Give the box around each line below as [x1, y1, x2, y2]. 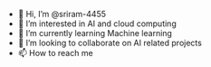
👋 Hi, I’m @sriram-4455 [17, 9, 107, 19]
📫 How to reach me [17, 48, 93, 58]
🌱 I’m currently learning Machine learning [17, 28, 172, 38]
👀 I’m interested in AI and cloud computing [17, 18, 177, 29]
